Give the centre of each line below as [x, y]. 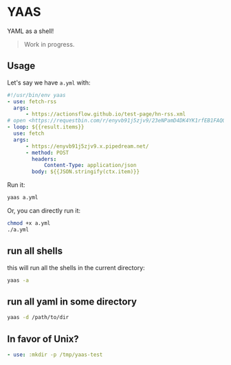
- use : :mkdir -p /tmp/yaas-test [55, 355]
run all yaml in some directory [72, 301]
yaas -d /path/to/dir [38, 318]
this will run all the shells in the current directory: [76, 267]
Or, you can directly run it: [44, 211]
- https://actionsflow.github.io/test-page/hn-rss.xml [106, 114]
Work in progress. [49, 44]
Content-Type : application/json [90, 166]
